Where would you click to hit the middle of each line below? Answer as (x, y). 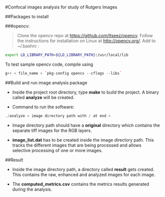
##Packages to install (27, 16)
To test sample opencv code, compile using (49, 64)
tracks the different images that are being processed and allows (77, 145)
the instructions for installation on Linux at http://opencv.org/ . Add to (86, 41)
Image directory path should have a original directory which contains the (86, 125)
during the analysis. (32, 189)
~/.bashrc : (28, 46)
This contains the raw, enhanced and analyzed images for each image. (84, 174)
